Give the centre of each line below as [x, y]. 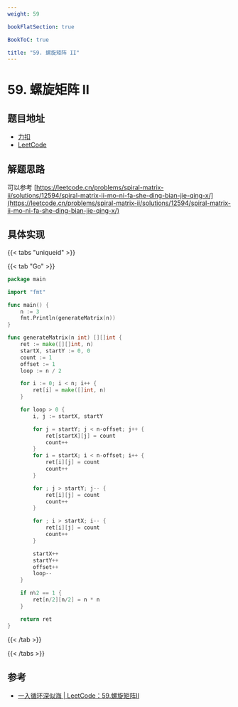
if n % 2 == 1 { [41, 593]
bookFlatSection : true [41, 27]
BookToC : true [28, 40]
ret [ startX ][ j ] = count [80, 436]
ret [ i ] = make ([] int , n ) [70, 390]
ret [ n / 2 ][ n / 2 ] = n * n [66, 599]
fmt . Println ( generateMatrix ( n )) [68, 318]
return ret [36, 619]
